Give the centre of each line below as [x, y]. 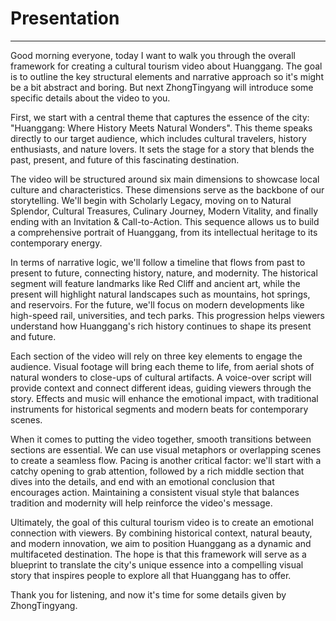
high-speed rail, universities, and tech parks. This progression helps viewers [167, 315]
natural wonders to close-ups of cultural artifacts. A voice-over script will [161, 377]
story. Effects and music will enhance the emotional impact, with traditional [164, 398]
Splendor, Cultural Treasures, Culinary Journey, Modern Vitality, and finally [164, 211]
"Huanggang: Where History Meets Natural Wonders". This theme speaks [161, 128]
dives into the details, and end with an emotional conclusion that [142, 481]
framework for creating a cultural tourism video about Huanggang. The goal [166, 66]
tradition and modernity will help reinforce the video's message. [141, 503]
